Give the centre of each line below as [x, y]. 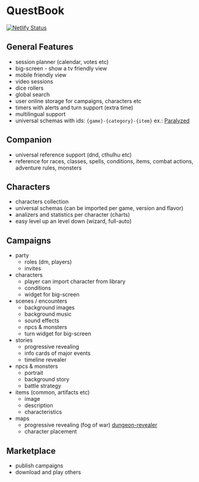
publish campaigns [39, 465]
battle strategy [43, 386]
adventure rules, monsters [48, 168]
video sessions [34, 81]
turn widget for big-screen [58, 334]
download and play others [48, 472]
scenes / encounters [41, 301]
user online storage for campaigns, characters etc [78, 101]
